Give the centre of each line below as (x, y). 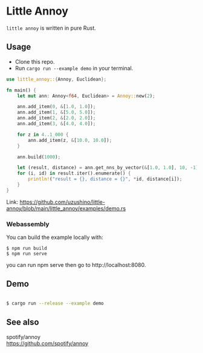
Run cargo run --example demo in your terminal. (74, 68)
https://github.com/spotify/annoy (47, 343)
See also (23, 322)
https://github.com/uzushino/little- (63, 202)
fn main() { (21, 90)
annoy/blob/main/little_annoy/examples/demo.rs (66, 208)
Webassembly (28, 224)
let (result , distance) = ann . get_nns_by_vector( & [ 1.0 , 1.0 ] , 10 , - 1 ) (108, 168)
